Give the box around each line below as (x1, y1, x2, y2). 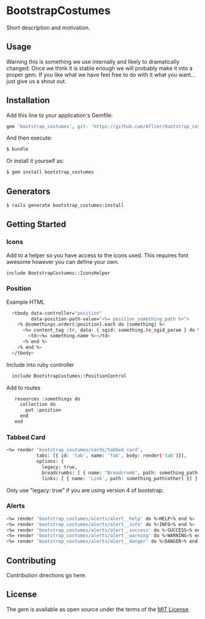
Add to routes (6, 384, 41, 391)
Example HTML (6, 298, 45, 306)
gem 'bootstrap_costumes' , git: (6, 123, 88, 129)
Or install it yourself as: (6, 157, 64, 165)
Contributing (6, 555, 56, 566)
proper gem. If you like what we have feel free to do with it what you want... (6, 71, 196, 78)
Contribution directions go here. (6, 572, 87, 579)
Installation (6, 96, 50, 106)
